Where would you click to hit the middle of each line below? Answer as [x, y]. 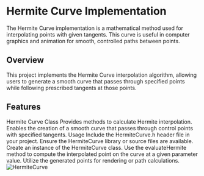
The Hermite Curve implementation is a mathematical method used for [95, 28]
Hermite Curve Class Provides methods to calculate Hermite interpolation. [99, 121]
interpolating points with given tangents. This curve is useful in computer [98, 34]
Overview [25, 60]
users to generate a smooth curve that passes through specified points [96, 81]
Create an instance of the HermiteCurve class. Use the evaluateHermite [97, 147]
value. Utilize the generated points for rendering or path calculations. [93, 160]
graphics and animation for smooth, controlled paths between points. [93, 41]
